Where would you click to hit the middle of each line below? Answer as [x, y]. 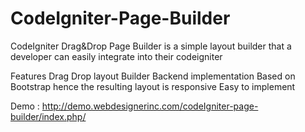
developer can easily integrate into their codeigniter [116, 56]
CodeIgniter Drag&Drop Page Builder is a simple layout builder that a [151, 46]
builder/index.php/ [48, 116]
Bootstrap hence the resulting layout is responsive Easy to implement [153, 86]
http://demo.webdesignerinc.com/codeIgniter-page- [150, 106]
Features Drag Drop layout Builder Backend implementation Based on [153, 76]
